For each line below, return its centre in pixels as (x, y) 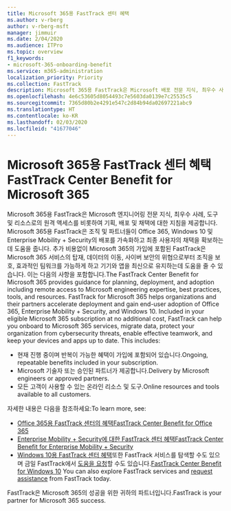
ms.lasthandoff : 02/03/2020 (47, 122)
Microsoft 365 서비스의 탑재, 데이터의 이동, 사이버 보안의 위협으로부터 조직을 (110, 257)
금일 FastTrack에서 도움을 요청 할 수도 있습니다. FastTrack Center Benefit (123, 464)
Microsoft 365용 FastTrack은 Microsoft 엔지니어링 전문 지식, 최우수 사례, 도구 (113, 215)
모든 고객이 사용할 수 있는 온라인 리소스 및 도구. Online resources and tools (118, 387)
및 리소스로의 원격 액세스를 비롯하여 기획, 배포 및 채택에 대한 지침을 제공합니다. (112, 223)
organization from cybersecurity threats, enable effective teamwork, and (110, 334)
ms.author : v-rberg (35, 20)
